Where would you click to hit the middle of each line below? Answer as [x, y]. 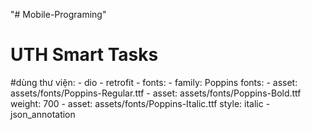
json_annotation [43, 114]
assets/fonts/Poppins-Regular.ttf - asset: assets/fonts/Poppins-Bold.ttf [156, 93]
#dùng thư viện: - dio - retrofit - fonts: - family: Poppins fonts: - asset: [154, 82]
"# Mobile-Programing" [58, 14]
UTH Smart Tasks [84, 55]
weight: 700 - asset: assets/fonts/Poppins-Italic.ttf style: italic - [140, 103]
